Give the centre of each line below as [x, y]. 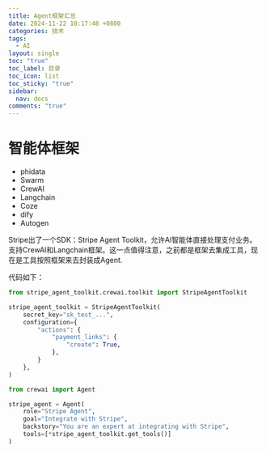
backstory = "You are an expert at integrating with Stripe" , [126, 427]
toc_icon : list [34, 76]
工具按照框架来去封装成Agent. [72, 260]
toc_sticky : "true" [41, 83]
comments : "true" [38, 106]
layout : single [34, 53]
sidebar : [23, 91]
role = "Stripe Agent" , [59, 412]
